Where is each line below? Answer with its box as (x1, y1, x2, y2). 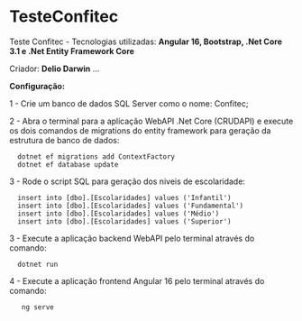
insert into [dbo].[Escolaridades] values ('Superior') (17, 216, 232, 226)
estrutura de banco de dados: (9, 134, 120, 145)
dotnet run (17, 260, 59, 269)
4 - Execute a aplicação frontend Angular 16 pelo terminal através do (9, 275, 265, 286)
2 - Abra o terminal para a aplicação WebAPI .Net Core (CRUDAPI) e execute (9, 115, 294, 126)
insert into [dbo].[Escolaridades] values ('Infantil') (17, 193, 232, 202)
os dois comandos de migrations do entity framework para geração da (9, 124, 271, 136)
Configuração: (9, 80, 66, 91)
